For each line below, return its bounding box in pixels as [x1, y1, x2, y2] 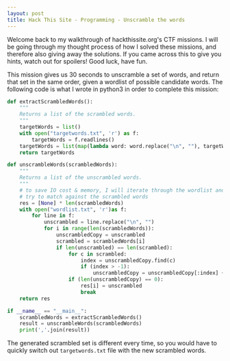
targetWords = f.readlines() [31, 136, 115, 143]
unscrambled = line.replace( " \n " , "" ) [43, 219, 155, 226]
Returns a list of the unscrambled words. [19, 174, 142, 182]
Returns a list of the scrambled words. [19, 111, 136, 118]
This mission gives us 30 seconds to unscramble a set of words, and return [7, 70, 220, 79]
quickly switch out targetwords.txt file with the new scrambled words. [7, 347, 207, 355]
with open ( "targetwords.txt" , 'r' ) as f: [19, 129, 139, 137]
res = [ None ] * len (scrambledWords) [19, 199, 125, 206]
